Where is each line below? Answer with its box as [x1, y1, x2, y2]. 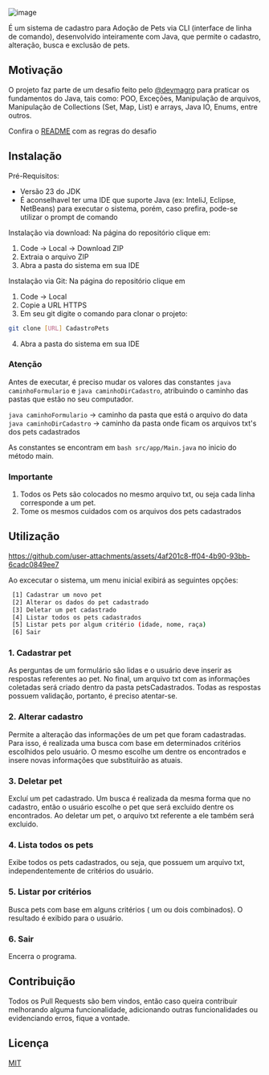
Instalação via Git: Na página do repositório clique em [8, 276, 185, 286]
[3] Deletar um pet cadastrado [11, 606, 116, 614]
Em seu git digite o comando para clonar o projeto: [19, 308, 188, 318]
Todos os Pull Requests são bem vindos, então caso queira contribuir [8, 996, 238, 1006]
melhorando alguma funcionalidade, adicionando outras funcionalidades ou [8, 1004, 259, 1014]
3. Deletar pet [8, 775, 63, 786]
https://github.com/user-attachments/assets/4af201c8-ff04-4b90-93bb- [8, 551, 251, 561]
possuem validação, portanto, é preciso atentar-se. [8, 691, 178, 701]
